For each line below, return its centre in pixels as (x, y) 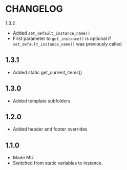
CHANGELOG (34, 9)
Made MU (23, 158)
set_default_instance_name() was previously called (67, 44)
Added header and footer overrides (50, 129)
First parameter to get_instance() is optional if (62, 38)
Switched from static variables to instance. (58, 163)
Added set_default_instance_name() (51, 33)
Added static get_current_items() (47, 72)
